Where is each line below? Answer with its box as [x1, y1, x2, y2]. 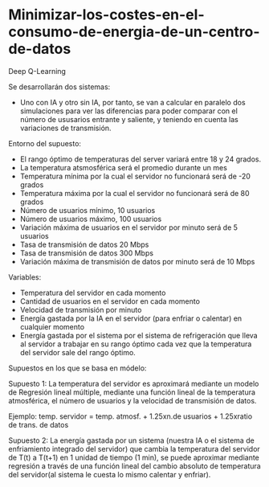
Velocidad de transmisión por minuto [19, 305, 142, 314]
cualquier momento [19, 321, 85, 331]
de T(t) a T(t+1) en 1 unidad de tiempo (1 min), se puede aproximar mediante [8, 452, 259, 462]
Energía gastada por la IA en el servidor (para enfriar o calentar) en [19, 313, 243, 323]
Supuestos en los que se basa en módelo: [8, 363, 147, 373]
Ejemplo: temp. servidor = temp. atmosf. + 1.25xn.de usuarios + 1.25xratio [8, 411, 253, 421]
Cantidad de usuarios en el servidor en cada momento [19, 296, 201, 306]
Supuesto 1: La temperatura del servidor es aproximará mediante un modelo [8, 379, 259, 388]
